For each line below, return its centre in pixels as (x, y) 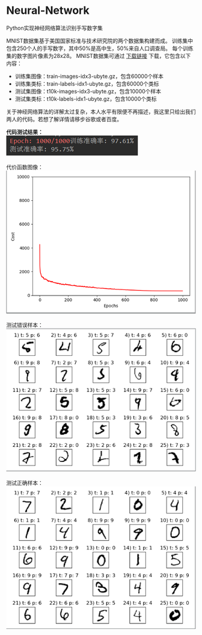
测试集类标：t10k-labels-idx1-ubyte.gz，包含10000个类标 (86, 99)
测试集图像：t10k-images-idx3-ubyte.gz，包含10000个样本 (88, 91)
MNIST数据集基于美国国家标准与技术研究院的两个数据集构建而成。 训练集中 (100, 40)
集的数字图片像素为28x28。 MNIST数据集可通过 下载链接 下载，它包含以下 (99, 55)
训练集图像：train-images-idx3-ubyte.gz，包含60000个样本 (89, 76)
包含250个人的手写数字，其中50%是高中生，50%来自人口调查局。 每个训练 (100, 48)
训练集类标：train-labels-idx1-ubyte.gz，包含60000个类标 (87, 84)
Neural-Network (48, 11)
